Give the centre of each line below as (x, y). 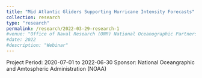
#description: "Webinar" (37, 46)
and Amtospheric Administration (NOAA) (57, 68)
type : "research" (28, 23)
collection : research (33, 17)
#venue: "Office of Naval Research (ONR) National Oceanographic (90, 34)
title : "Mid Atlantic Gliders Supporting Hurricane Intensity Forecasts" (101, 12)
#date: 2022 (21, 40)
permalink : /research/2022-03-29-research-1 (63, 28)
